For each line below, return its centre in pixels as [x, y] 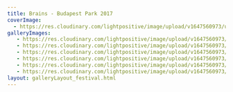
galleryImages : [29, 33]
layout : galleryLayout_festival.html [62, 78]
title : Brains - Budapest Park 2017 [60, 13]
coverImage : [24, 20]
